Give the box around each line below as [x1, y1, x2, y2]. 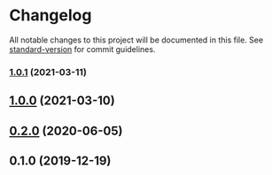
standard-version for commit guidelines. [9, 43, 156, 54]
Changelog [9, 5, 92, 26]
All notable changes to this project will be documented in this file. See [9, 34, 264, 45]
